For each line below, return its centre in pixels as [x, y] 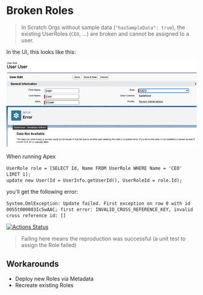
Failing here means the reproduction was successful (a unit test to [103, 238]
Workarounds [33, 264]
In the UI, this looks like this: [41, 51]
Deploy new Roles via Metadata [54, 279]
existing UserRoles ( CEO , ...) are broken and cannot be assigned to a [105, 33]
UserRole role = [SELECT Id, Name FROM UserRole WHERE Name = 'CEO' [94, 168]
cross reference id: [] [36, 216]
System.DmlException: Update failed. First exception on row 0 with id [98, 204]
